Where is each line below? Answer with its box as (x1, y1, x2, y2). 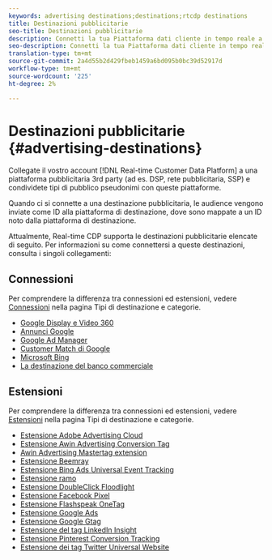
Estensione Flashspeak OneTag (19, 499, 125, 509)
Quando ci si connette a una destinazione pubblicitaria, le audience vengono (8, 199, 264, 208)
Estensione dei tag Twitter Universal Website (19, 542, 170, 552)
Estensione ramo (19, 473, 77, 483)
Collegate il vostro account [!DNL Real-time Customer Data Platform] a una (8, 165, 258, 175)
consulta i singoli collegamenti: (8, 249, 112, 259)
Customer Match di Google (19, 344, 111, 353)
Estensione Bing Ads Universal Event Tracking (19, 465, 174, 475)
